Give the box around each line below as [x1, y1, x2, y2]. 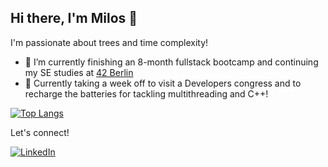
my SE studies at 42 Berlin [24, 66, 134, 78]
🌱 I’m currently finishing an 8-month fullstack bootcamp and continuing [24, 56, 319, 68]
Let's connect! [10, 126, 70, 138]
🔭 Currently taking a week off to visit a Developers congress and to [24, 77, 302, 89]
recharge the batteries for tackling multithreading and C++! [24, 87, 269, 100]
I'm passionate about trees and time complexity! [10, 36, 209, 48]
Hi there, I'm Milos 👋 [10, 10, 138, 27]
